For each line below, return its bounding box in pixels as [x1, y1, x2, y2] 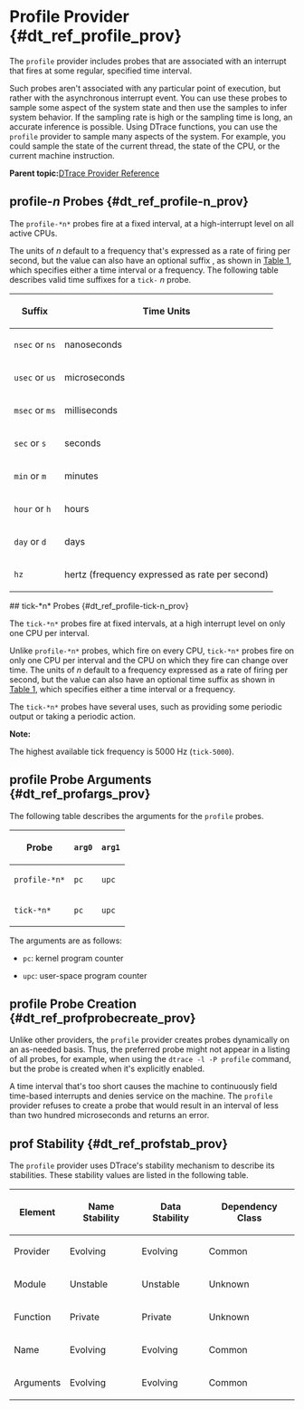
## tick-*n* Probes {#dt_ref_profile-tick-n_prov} [9, 600, 189, 611]
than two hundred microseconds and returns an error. [9, 1110, 210, 1121]
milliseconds [64, 403, 119, 416]
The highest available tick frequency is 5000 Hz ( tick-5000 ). [9, 746, 235, 757]
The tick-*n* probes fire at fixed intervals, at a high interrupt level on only [9, 618, 286, 629]
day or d [14, 535, 47, 547]
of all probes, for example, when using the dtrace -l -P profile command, [9, 1054, 291, 1065]
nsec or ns [14, 338, 56, 351]
